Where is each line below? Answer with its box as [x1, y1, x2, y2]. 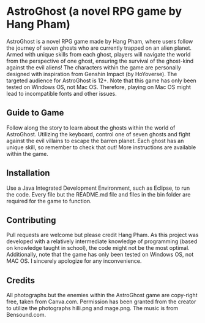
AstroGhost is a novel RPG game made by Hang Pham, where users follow [6, 37, 193, 45]
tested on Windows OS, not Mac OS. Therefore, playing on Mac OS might [6, 83, 192, 90]
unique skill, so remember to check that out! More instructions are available [6, 143, 196, 151]
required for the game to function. [6, 197, 92, 204]
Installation [6, 168, 50, 179]
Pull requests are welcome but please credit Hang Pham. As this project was [6, 232, 199, 239]
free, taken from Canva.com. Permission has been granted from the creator [6, 298, 196, 305]
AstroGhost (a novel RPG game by [6, 4, 182, 18]
